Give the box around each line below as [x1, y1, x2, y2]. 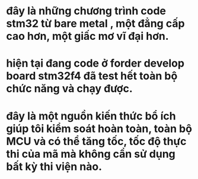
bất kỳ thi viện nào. [6, 159, 103, 173]
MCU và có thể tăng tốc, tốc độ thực [6, 134, 187, 148]
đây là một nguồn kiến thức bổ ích [6, 109, 176, 123]
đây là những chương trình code [6, 4, 167, 18]
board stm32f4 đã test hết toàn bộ [6, 70, 178, 83]
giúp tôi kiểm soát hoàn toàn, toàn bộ [6, 122, 193, 135]
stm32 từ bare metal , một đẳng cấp [6, 17, 185, 30]
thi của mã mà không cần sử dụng [6, 147, 176, 161]
